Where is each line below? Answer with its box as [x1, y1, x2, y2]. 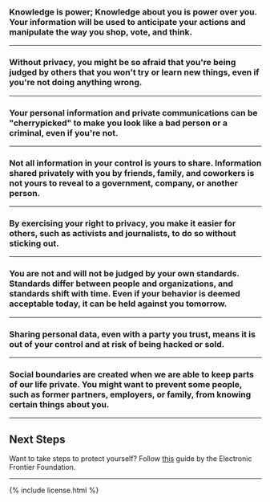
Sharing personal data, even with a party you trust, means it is [9, 329, 256, 340]
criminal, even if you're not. [9, 127, 119, 138]
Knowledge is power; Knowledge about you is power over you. [9, 6, 257, 18]
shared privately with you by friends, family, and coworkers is [9, 167, 255, 178]
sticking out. [9, 238, 59, 249]
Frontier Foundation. [9, 463, 76, 472]
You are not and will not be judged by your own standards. [9, 268, 240, 280]
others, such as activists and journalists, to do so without [9, 228, 236, 239]
